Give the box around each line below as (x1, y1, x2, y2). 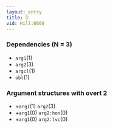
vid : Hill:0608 (6, 20, 45, 26)
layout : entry (6, 9, 43, 15)
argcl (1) (15, 67, 35, 74)
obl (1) (15, 74, 30, 81)
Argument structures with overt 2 (6, 89, 108, 97)
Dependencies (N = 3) (6, 40, 73, 49)
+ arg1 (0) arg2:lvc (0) (15, 115, 68, 122)
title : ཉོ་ (6, 15, 29, 21)
